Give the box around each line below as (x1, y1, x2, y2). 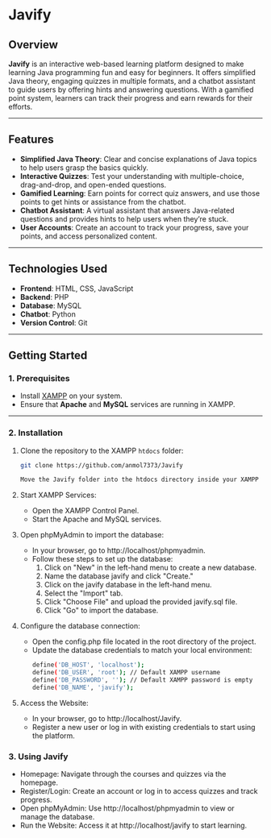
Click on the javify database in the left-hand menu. (44, 580, 212, 590)
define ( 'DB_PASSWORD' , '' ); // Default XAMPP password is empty (31, 676, 253, 684)
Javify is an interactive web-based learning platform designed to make (8, 59, 244, 68)
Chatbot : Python (19, 309, 77, 319)
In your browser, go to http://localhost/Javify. (31, 713, 182, 723)
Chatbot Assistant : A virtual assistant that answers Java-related (19, 205, 235, 215)
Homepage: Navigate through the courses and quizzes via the (19, 770, 227, 779)
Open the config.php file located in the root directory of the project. (31, 637, 256, 646)
